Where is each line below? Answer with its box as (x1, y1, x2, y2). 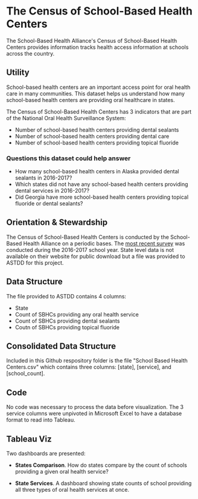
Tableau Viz (6, 434, 52, 444)
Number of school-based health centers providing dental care (14, 132, 170, 140)
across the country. (6, 50, 55, 57)
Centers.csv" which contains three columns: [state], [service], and (6, 364, 172, 371)
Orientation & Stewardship (6, 217, 107, 228)
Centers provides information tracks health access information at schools (6, 43, 189, 51)
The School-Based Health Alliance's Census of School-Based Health (6, 37, 177, 44)
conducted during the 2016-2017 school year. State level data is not (6, 246, 174, 253)
